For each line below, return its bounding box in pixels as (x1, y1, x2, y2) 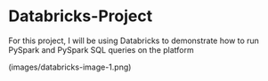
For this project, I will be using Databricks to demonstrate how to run (8, 35, 260, 46)
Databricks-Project (8, 6, 153, 26)
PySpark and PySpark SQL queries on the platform (8, 44, 194, 55)
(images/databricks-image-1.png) (8, 62, 132, 72)
